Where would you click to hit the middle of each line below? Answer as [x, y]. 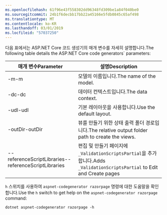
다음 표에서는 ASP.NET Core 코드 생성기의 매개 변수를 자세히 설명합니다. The [80, 48]
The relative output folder [118, 130]
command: [16, 198]
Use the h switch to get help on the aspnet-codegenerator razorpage [88, 193]
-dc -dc [17, 94]
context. [87, 98]
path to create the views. [107, 137]
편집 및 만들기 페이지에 [103, 146]
